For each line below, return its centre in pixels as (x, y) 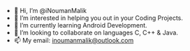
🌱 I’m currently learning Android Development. (81, 25)
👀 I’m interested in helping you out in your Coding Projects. (98, 18)
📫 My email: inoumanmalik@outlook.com (74, 40)
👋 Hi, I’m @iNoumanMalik (50, 11)
